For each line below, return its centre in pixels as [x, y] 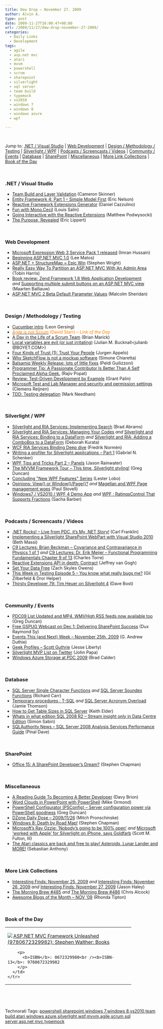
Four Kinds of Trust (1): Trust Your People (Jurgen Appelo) [70, 353]
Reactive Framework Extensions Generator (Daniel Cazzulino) [73, 204]
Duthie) [19, 642]
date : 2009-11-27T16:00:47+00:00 [39, 23]
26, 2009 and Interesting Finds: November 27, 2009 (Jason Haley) [78, 887]
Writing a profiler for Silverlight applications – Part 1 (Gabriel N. [74, 452]
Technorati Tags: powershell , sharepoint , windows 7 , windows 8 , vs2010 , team [80, 1011]
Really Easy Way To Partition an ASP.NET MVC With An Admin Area [79, 268]
